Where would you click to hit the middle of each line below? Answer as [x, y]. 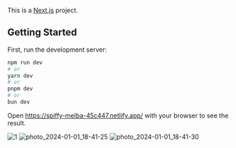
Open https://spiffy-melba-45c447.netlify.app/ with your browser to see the [118, 115]
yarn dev [20, 76]
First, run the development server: [57, 50]
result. [17, 123]
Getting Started [42, 32]
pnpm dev [20, 89]
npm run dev [25, 62]
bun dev [19, 102]
